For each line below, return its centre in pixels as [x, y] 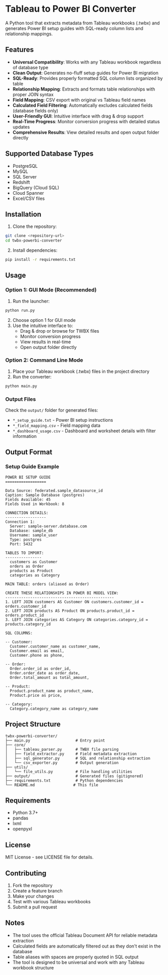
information [25, 436]
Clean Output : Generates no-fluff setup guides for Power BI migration [85, 73]
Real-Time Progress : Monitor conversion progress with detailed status [86, 121]
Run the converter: [32, 376]
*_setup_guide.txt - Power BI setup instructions [63, 420]
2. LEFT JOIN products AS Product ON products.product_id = [70, 611]
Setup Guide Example [32, 467]
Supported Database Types [49, 154]
